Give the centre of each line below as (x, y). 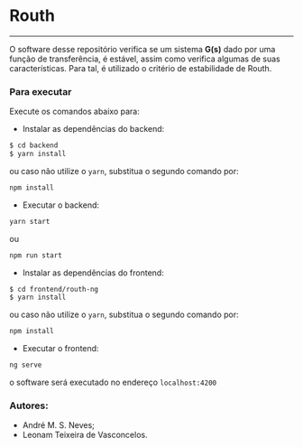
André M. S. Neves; (58, 425)
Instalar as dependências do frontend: (93, 273)
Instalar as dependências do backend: (93, 129)
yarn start (30, 221)
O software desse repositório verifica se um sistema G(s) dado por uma (142, 49)
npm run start (36, 255)
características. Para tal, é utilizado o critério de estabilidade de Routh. (141, 68)
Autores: (29, 405)
